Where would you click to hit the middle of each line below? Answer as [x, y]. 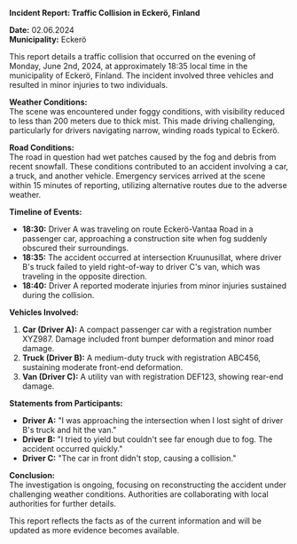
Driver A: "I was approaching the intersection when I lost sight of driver [152, 420]
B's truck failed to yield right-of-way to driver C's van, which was [141, 267]
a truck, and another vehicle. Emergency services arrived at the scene [137, 176]
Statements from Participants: [66, 403]
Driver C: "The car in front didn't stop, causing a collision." [129, 458]
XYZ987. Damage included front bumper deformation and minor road [148, 339]
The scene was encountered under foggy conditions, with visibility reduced [147, 111]
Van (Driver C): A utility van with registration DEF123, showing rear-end [152, 377]
